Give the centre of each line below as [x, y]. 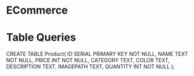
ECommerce [37, 10]
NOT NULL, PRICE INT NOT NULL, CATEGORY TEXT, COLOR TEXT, [88, 61]
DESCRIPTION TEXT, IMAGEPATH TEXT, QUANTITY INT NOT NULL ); [90, 66]
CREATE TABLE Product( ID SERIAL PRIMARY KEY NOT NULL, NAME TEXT [97, 54]
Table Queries [41, 38]
